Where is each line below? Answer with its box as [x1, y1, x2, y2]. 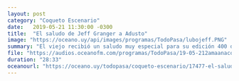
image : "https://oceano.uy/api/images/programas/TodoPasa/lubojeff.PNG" [7, 37, 228, 44]
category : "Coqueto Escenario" [7, 17, 100, 24]
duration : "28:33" [7, 56, 62, 63]
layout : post [7, 10, 46, 18]
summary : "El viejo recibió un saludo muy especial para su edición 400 [7, 43, 228, 50]
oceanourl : [7, 63, 40, 70]
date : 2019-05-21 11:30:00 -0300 [7, 23, 113, 30]
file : [7, 50, 23, 57]
